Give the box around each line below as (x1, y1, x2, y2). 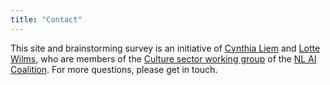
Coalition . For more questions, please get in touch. (10, 63, 218, 75)
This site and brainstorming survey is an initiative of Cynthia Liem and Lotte (10, 42, 321, 54)
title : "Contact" (10, 14, 83, 25)
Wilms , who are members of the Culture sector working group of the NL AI (10, 52, 317, 65)
